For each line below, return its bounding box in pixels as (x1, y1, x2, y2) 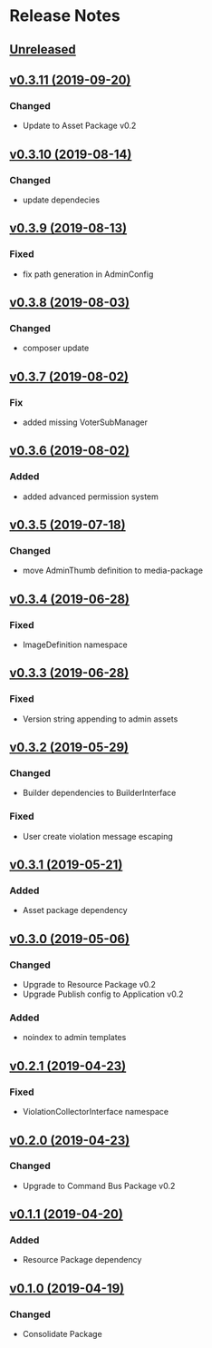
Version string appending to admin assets (22, 713, 178, 724)
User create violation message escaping (22, 831, 174, 841)
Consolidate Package (22, 1329, 102, 1340)
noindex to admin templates (22, 1032, 127, 1043)
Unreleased (9, 42, 77, 57)
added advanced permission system (22, 491, 159, 502)
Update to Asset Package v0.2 (22, 120, 137, 132)
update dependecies (22, 194, 101, 205)
